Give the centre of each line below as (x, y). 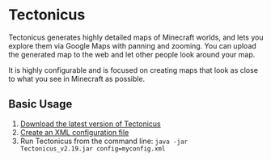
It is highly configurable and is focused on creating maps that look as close (133, 70)
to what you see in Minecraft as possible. (77, 78)
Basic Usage (40, 104)
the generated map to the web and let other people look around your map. (132, 54)
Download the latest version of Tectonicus (90, 124)
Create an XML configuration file (74, 132)
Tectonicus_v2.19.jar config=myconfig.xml (93, 148)
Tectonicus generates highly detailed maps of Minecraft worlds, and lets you (136, 37)
